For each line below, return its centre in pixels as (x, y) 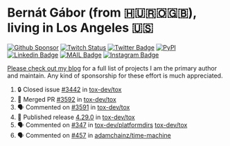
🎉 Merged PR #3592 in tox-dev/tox (67, 99)
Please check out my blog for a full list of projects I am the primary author (112, 68)
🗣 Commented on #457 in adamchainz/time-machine (94, 135)
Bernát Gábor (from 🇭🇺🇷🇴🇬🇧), (102, 13)
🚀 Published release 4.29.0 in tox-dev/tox (76, 117)
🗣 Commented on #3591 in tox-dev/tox (73, 107)
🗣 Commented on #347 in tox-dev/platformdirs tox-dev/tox (102, 125)
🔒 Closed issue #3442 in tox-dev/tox (69, 89)
